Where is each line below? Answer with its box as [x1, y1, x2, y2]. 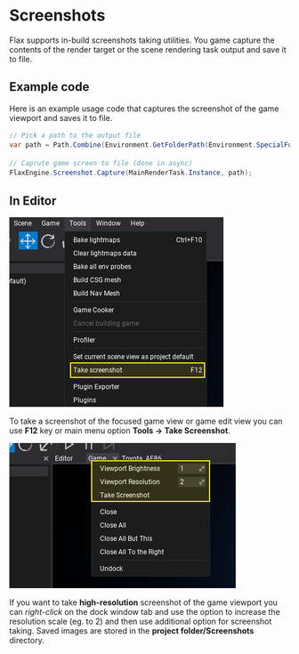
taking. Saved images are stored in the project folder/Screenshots [9, 625, 255, 636]
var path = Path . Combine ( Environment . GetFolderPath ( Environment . [9, 140, 256, 149]
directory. [9, 634, 44, 645]
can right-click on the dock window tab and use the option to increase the [9, 606, 280, 617]
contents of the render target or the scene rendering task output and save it [9, 44, 287, 54]
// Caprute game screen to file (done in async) [9, 159, 193, 168]
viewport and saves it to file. [9, 112, 113, 123]
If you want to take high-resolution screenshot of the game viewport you [9, 597, 279, 608]
